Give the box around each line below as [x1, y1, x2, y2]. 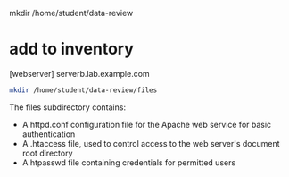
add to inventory [9, 39, 134, 59]
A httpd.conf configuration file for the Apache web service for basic [21, 119, 272, 130]
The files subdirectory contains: [9, 102, 127, 113]
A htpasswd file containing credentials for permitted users [21, 156, 236, 168]
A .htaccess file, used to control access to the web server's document [21, 138, 280, 148]
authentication [21, 129, 76, 139]
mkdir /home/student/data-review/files [9, 85, 158, 95]
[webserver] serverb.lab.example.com [9, 68, 150, 79]
